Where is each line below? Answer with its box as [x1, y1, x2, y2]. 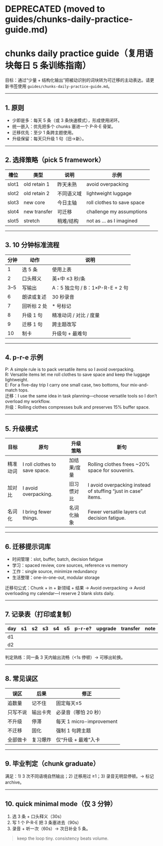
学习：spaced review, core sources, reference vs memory [12, 562, 128, 568]
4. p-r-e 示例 [5, 353, 43, 361]
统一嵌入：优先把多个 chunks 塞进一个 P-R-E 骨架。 [12, 123, 116, 129]
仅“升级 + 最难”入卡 [56, 736, 100, 743]
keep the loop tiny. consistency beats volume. [16, 835, 109, 842]
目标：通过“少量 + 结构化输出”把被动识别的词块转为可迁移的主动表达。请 [5, 77, 150, 83]
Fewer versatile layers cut [87, 509, 147, 515]
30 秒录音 [52, 294, 75, 300]
